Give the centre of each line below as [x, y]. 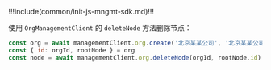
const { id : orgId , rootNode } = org [72, 50]
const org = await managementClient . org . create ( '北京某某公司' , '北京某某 [131, 43]
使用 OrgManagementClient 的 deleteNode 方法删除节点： [100, 28]
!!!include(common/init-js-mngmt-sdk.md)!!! [81, 12]
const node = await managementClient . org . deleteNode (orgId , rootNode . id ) [135, 58]
